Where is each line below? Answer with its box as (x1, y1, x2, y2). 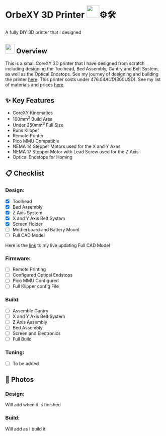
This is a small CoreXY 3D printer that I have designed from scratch (5, 60, 145, 66)
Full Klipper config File (12, 283, 59, 289)
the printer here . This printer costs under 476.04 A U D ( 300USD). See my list (5, 76, 161, 82)
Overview (16, 47, 48, 55)
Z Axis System (12, 209, 43, 216)
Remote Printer (12, 132, 44, 138)
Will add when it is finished (5, 402, 61, 408)
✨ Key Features (5, 96, 54, 105)
